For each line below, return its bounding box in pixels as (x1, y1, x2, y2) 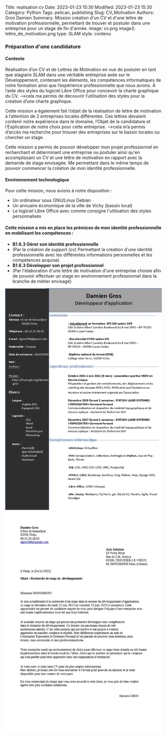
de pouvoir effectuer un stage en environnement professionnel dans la (12, 273, 157, 279)
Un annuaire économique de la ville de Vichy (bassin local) (12, 203, 133, 209)
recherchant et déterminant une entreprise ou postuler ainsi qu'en (5, 149, 140, 155)
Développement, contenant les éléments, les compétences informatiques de (5, 77, 162, 83)
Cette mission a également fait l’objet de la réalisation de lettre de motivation (5, 108, 162, 114)
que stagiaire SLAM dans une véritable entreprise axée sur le (5, 72, 130, 78)
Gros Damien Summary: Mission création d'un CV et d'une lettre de (5, 15, 143, 20)
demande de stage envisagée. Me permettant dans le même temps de (5, 160, 149, 166)
